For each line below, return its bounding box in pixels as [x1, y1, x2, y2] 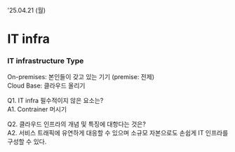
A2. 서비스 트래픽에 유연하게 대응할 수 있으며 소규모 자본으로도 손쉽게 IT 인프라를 [7, 129, 229, 137]
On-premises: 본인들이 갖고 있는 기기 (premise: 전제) [7, 73, 155, 81]
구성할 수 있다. [7, 137, 47, 146]
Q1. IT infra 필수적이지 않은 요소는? [7, 97, 104, 105]
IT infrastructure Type [7, 56, 84, 66]
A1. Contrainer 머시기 [7, 105, 67, 113]
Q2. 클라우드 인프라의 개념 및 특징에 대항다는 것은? [7, 120, 146, 128]
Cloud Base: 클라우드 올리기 [7, 81, 86, 90]
